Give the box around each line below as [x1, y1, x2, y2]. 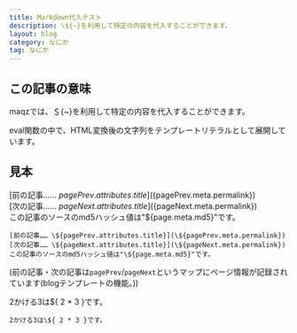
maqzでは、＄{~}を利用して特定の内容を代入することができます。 [9, 105, 250, 116]
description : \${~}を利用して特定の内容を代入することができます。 [9, 21, 232, 30]
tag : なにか [9, 46, 50, 55]
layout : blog [9, 29, 58, 38]
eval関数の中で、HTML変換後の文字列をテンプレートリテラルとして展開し [9, 125, 279, 136]
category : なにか [9, 37, 69, 47]
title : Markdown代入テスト [9, 12, 102, 22]
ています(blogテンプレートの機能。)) [9, 277, 139, 288]
